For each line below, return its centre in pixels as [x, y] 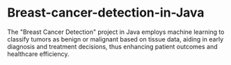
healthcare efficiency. [38, 54]
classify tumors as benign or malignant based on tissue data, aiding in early [115, 39]
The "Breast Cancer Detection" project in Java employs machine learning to [116, 32]
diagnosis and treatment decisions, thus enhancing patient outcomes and [112, 46]
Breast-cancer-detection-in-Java [106, 13]
